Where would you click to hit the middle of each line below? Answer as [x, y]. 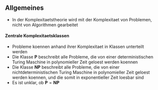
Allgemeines [24, 8]
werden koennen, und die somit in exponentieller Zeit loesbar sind [78, 77]
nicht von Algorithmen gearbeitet [45, 25]
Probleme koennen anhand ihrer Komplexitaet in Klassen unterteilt [78, 47]
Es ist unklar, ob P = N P [36, 83]
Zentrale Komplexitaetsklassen [37, 36]
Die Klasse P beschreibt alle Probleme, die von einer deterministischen [83, 57]
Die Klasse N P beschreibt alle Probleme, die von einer [66, 67]
